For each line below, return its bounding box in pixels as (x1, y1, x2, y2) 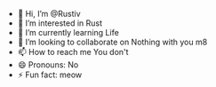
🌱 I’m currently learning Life (17, 28, 120, 37)
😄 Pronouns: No (17, 59, 79, 70)
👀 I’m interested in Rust (17, 18, 103, 28)
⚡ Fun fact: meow (17, 69, 83, 80)
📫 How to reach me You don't (17, 47, 129, 57)
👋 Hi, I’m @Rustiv (17, 9, 82, 19)
